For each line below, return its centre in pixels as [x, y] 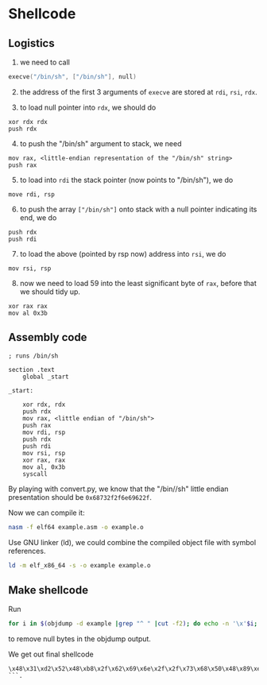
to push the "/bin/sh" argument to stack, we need [101, 143]
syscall [35, 474]
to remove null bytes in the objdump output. [79, 639]
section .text [32, 370]
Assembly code [48, 337]
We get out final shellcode [51, 654]
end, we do [38, 217]
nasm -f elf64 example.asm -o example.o [76, 527]
